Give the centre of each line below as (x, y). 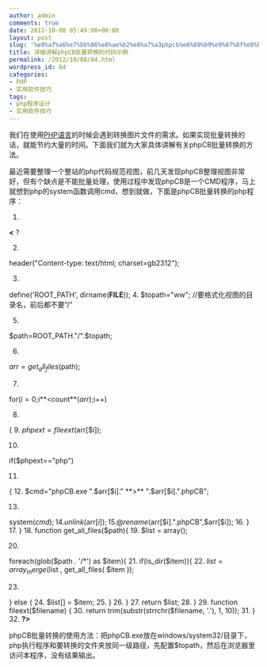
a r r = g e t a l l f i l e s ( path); (45, 368)
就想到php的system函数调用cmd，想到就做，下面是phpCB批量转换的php (128, 191)
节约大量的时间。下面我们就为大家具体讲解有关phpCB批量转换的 (141, 145)
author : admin (32, 15)
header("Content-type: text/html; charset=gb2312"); (94, 263)
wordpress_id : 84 (38, 67)
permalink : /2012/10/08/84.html (62, 60)
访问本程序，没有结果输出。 (54, 655)
